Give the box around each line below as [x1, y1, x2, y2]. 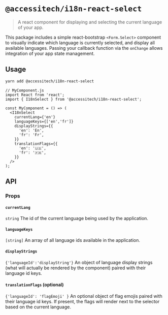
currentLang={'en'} [14, 114, 56, 119]
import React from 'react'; [5, 92, 65, 98]
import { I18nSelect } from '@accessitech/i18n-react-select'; [5, 97, 142, 102]
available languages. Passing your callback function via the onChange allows [5, 45, 163, 51]
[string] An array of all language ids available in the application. [5, 237, 141, 243]
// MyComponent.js [5, 88, 44, 93]
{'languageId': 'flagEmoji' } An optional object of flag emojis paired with [5, 293, 162, 299]
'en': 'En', [18, 128, 44, 133]
